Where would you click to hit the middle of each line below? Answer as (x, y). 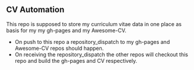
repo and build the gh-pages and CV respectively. (76, 61)
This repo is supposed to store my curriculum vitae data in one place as (94, 24)
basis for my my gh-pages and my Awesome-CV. (66, 30)
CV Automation (35, 10)
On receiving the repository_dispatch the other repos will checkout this (101, 54)
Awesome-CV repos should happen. (59, 48)
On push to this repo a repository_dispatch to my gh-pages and (92, 42)
